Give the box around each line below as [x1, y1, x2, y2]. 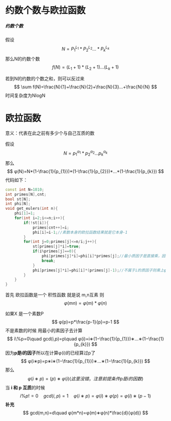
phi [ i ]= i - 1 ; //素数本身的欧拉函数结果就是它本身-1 [32, 230, 128, 235]
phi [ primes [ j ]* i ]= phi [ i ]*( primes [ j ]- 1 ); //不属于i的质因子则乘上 [32, 267, 164, 273]
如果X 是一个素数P [5, 311, 44, 317]
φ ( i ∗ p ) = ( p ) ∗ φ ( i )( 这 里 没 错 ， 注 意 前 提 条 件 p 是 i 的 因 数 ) [27, 376, 144, 382]
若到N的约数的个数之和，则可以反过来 [5, 76, 85, 82]
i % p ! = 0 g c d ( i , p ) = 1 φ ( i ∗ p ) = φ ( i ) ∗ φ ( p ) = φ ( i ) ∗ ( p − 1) [20, 393, 151, 399]
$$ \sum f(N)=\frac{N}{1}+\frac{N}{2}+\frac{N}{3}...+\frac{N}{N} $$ [14, 84, 157, 90]
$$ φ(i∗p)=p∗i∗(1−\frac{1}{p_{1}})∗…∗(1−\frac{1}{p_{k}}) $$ [21, 358, 150, 364]
